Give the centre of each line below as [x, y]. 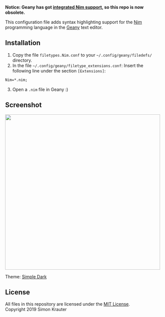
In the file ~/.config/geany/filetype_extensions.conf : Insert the [78, 65]
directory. [22, 60]
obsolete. [15, 12]
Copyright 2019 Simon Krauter [36, 310]
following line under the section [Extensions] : [59, 71]
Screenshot [24, 105]
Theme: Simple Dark [26, 277]
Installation [23, 43]
